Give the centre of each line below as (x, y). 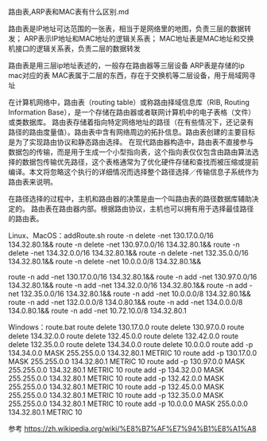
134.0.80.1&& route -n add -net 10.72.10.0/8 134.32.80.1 (97, 310)
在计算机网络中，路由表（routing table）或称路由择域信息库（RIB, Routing (129, 102)
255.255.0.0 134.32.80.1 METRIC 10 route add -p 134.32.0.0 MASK (116, 370)
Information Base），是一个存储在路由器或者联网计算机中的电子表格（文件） (132, 112)
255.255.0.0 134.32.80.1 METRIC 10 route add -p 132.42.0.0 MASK (116, 378)
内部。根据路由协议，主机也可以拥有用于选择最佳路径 (166, 209)
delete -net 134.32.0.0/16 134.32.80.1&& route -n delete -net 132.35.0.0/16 (128, 253)
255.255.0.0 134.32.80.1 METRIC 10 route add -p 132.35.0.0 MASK (116, 395)
